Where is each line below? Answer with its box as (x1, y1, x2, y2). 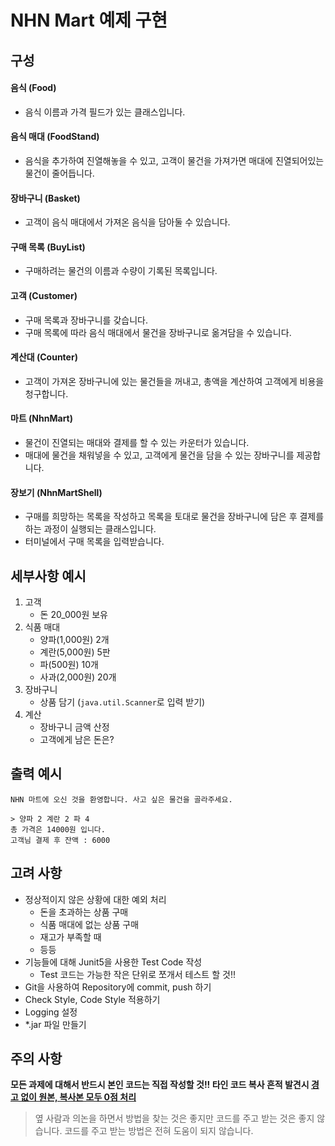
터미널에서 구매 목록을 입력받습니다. (24, 536, 165, 548)
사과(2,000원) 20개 (39, 671, 117, 683)
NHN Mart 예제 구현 (10, 9, 168, 32)
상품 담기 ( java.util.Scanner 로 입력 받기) (39, 696, 206, 708)
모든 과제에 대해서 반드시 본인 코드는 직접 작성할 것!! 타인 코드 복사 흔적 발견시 (10, 1079, 310, 1091)
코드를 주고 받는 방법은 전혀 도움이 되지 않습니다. (64, 1125, 254, 1137)
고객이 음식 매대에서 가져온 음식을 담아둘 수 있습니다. (24, 216, 231, 228)
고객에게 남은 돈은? (39, 734, 115, 746)
